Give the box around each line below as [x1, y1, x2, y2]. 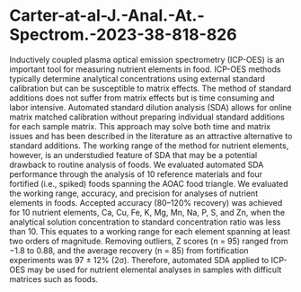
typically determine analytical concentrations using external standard [9, 73, 266, 84]
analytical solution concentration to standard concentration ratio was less [9, 217, 281, 227]
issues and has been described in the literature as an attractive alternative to [9, 130, 293, 141]
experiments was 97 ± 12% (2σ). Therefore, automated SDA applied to [9, 254, 270, 265]
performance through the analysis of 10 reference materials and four [9, 168, 263, 180]
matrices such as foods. [9, 273, 99, 284]
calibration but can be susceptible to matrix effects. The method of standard [9, 83, 292, 93]
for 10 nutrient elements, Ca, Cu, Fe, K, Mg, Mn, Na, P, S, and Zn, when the [9, 207, 286, 217]
